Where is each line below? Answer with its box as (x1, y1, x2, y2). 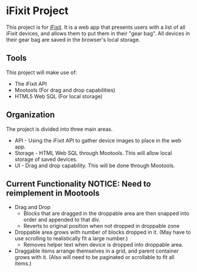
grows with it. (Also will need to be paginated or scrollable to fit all (14, 254, 175, 261)
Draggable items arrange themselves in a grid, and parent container (14, 247, 179, 254)
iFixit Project (6, 4, 69, 18)
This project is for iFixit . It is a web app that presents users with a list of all (6, 24, 185, 31)
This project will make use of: (6, 69, 78, 76)
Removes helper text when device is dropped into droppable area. (23, 241, 183, 248)
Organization (6, 110, 55, 120)
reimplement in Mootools (6, 188, 100, 198)
